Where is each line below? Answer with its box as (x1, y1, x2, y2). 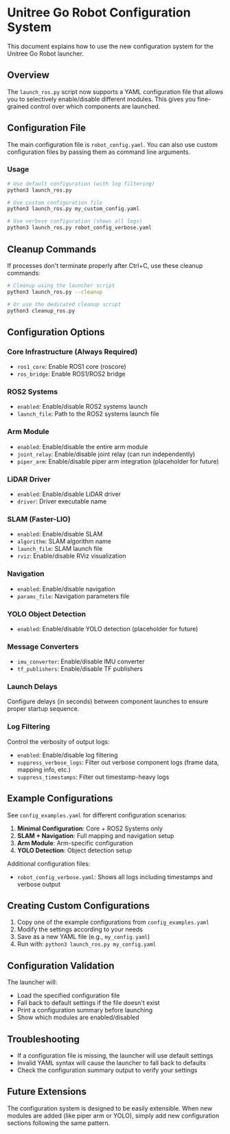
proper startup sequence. (7, 705, 80, 713)
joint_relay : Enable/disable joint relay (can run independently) (16, 450, 196, 458)
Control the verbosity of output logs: (7, 737, 110, 746)
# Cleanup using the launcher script (7, 282, 115, 289)
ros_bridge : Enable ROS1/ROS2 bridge (16, 370, 126, 378)
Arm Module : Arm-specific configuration (16, 839, 134, 847)
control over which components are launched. (30, 102, 161, 111)
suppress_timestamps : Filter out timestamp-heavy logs (16, 773, 170, 781)
